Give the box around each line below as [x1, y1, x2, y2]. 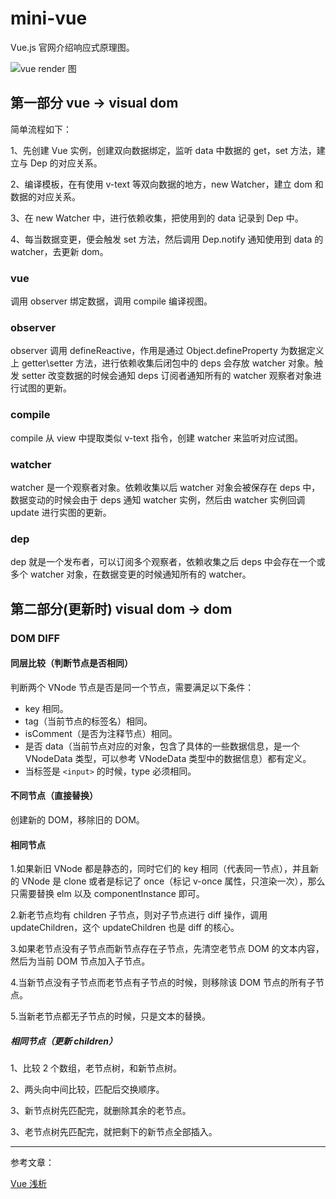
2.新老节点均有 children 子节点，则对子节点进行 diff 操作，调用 [10, 909, 268, 921]
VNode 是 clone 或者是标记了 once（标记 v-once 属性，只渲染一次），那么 [21, 875, 326, 887]
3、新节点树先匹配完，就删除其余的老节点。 [10, 1105, 192, 1117]
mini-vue [10, 7, 88, 30]
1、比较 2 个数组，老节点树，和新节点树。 [10, 1062, 183, 1074]
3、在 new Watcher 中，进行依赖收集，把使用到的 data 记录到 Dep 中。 [10, 212, 304, 224]
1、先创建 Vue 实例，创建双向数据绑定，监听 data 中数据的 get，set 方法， [10, 144, 317, 156]
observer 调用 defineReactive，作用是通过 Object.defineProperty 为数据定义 [10, 345, 325, 357]
